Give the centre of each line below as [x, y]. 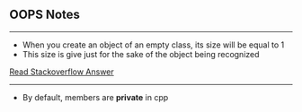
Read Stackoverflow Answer [62, 72]
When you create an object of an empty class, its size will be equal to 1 [153, 45]
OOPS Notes [45, 15]
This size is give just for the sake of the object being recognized [141, 54]
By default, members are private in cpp [95, 97]
